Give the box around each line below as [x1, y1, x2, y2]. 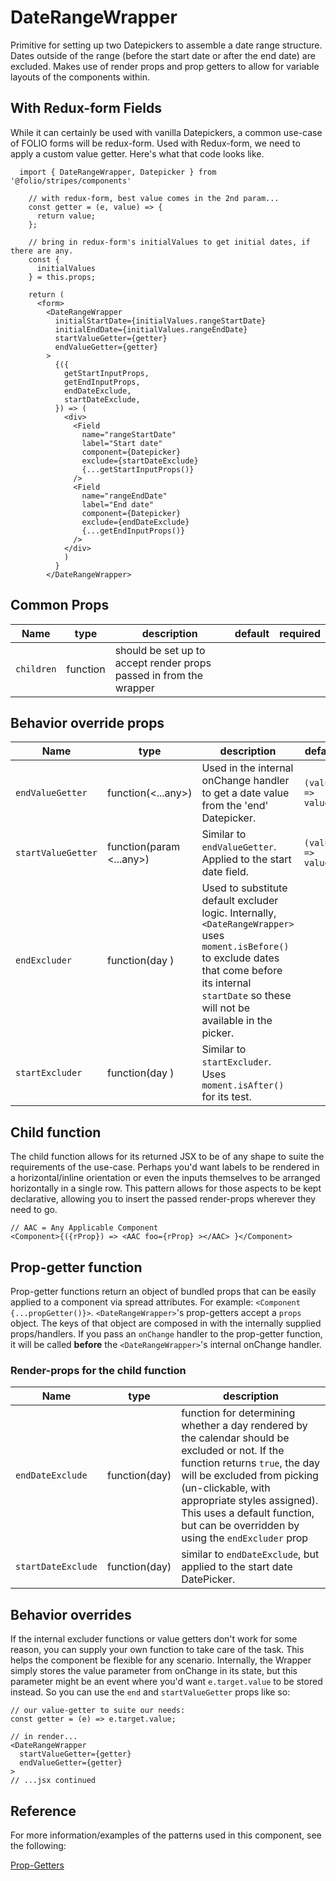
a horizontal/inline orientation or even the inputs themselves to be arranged [10, 1172, 321, 1184]
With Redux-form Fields [10, 100, 163, 117]
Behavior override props [10, 714, 165, 731]
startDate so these [201, 989, 292, 1003]
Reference [10, 1802, 77, 1820]
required [279, 626, 321, 640]
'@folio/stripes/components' [10, 176, 132, 186]
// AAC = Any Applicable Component [10, 1223, 159, 1233]
